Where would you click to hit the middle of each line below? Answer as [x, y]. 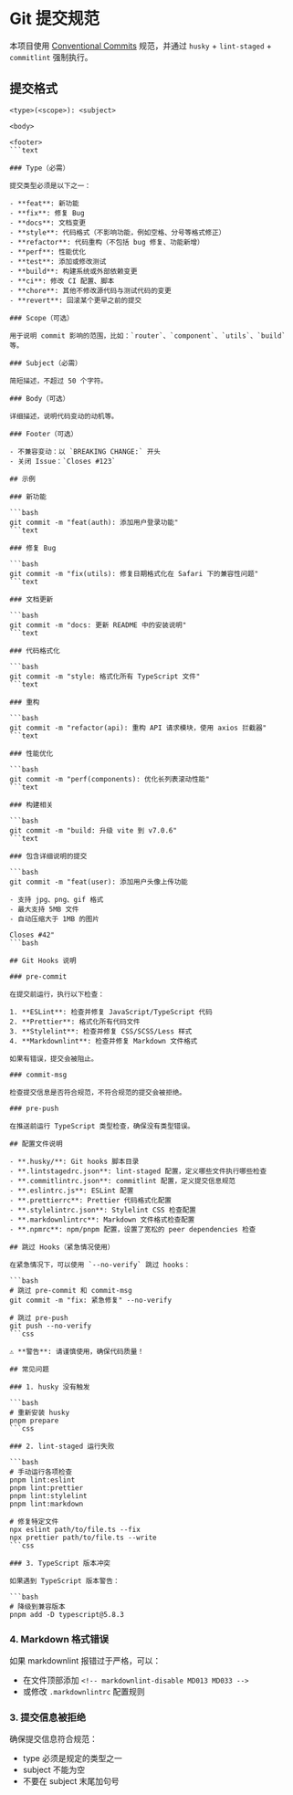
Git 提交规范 [55, 19]
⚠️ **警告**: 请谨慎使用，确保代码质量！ [77, 1351]
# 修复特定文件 [34, 1521]
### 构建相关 [31, 804]
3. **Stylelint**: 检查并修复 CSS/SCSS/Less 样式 [101, 1031]
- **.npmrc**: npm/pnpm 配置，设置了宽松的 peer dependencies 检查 [133, 1229]
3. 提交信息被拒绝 [48, 1717]
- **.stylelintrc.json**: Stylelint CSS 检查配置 [103, 1210]
